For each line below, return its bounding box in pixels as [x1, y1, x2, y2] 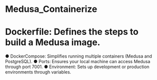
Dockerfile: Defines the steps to [5, 26, 139, 38]
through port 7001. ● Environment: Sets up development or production [5, 64, 150, 70]
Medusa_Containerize [5, 3, 98, 15]
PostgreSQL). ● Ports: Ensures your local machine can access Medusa [5, 59, 151, 65]
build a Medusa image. [5, 37, 101, 48]
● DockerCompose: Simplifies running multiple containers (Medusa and [5, 53, 153, 59]
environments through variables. [5, 69, 71, 75]
